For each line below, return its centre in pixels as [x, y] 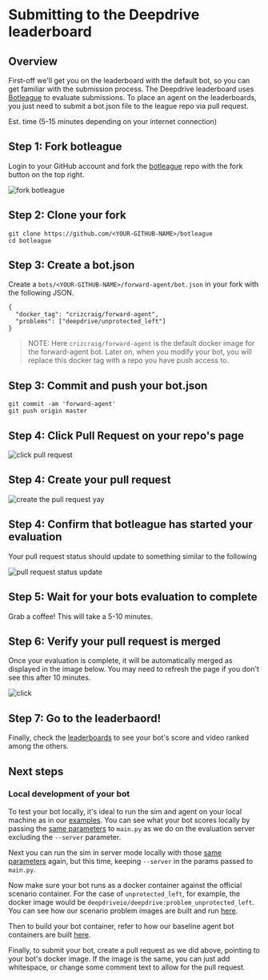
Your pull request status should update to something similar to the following [133, 556]
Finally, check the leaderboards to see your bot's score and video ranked [129, 737]
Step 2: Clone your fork [67, 215]
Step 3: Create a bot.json [72, 265]
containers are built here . [50, 934]
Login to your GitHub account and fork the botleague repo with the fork [126, 166]
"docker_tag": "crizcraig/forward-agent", [87, 315]
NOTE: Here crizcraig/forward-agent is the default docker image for [141, 343]
